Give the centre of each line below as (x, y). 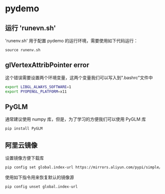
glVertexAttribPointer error (47, 65)
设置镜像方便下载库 (25, 158)
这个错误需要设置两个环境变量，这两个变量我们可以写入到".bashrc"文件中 (79, 77)
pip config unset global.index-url (41, 187)
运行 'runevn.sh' (31, 28)
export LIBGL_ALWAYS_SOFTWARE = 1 (38, 87)
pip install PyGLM (24, 129)
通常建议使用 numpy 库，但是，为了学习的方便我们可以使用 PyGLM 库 (76, 119)
